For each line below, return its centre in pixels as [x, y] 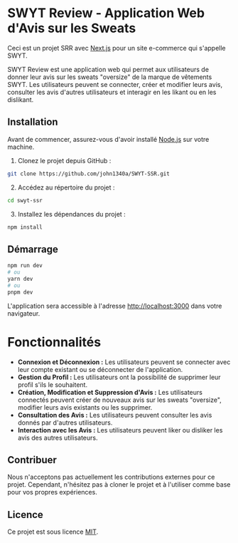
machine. [21, 147]
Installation [33, 122]
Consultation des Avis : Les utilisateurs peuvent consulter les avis [115, 415]
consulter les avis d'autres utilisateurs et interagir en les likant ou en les [112, 92]
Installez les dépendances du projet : [71, 214]
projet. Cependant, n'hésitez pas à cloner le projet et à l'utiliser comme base [119, 485]
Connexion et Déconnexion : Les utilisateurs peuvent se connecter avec [124, 362]
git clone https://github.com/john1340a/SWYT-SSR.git [89, 174]
